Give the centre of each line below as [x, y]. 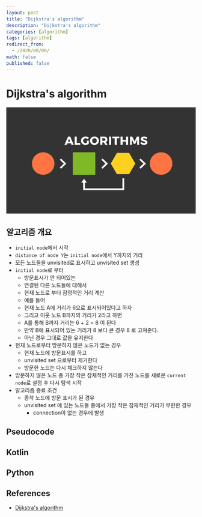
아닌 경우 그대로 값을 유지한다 [58, 337]
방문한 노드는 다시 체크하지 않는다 [63, 367]
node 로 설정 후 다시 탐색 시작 [48, 382]
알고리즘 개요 [29, 232]
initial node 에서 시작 [42, 247]
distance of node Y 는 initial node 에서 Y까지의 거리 [79, 255]
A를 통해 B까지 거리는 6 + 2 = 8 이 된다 [70, 322]
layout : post [23, 13]
